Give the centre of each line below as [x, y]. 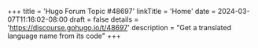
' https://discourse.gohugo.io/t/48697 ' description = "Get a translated [119, 27]
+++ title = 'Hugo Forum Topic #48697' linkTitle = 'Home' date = [112, 11]
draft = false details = [104, 19]
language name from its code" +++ [64, 36]
